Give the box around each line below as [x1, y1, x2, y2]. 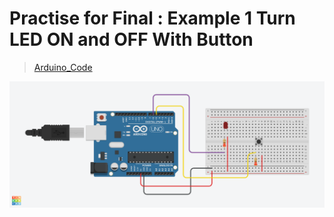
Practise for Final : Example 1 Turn [9, 7, 296, 30]
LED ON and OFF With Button [9, 28, 254, 51]
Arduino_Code [33, 61, 93, 73]
